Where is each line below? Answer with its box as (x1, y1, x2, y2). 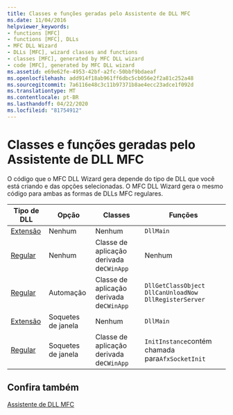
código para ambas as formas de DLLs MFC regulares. (7, 189, 164, 198)
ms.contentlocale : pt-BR (7, 94, 79, 101)
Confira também (7, 382, 80, 393)
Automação (48, 287, 87, 297)
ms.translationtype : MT (7, 87, 76, 94)
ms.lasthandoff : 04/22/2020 (7, 101, 89, 108)
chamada (144, 345, 175, 355)
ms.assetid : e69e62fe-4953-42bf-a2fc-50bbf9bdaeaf (7, 68, 157, 75)
